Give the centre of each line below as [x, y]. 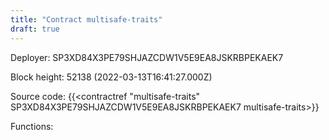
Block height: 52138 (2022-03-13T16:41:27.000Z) [111, 77]
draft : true [35, 29]
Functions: [32, 126]
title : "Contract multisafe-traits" [86, 19]
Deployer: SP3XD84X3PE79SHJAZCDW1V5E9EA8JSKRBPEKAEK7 [147, 57]
